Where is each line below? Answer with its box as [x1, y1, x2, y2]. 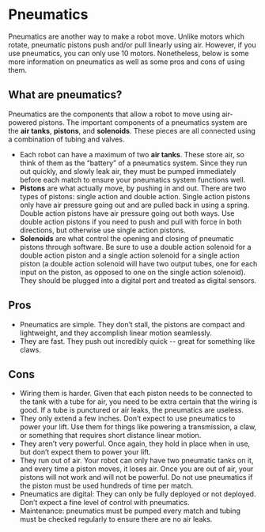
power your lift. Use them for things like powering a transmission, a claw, [19, 422, 257, 432]
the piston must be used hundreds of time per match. [19, 481, 194, 491]
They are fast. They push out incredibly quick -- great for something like [19, 336, 256, 345]
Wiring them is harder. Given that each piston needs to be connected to [19, 389, 253, 398]
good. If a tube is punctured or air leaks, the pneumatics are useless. [19, 406, 244, 415]
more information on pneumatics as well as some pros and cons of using [8, 57, 245, 66]
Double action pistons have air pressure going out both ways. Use [19, 208, 235, 218]
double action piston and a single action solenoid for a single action [19, 251, 240, 260]
